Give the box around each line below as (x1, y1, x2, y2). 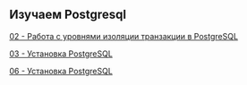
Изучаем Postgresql (9, 7, 127, 22)
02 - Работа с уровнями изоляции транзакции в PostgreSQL (9, 30, 239, 41)
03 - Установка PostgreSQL (9, 48, 114, 59)
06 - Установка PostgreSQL (9, 65, 114, 76)
